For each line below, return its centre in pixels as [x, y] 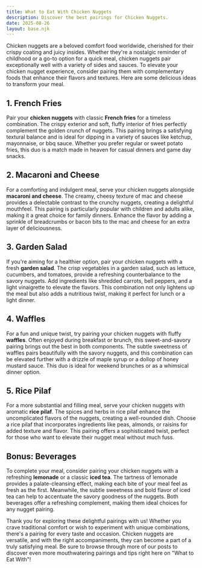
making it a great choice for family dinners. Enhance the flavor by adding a [99, 215]
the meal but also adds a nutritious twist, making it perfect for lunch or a [96, 294]
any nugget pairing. [30, 510]
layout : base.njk [28, 29]
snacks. [16, 156]
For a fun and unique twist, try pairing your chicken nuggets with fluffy [94, 333]
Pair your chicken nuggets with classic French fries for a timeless [89, 118]
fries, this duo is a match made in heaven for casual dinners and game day [99, 150]
